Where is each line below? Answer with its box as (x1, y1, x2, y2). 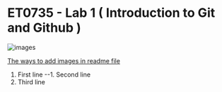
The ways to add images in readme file (7, 56, 120, 65)
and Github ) (7, 20, 81, 36)
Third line (17, 77, 46, 86)
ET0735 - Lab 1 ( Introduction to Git (7, 5, 216, 21)
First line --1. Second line (17, 70, 90, 79)
